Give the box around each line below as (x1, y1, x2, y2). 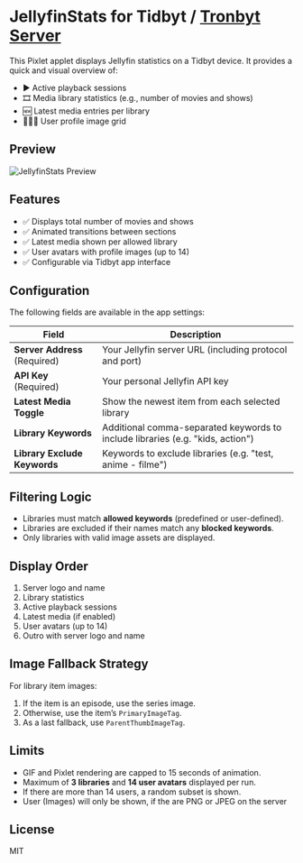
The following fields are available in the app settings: (9, 307, 206, 317)
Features (9, 192, 60, 207)
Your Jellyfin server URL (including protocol (102, 344, 288, 356)
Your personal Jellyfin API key (102, 375, 229, 388)
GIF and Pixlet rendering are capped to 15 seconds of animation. (22, 767, 262, 777)
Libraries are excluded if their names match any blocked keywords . (22, 523, 275, 534)
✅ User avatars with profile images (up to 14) (22, 246, 189, 257)
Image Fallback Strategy (9, 656, 149, 672)
